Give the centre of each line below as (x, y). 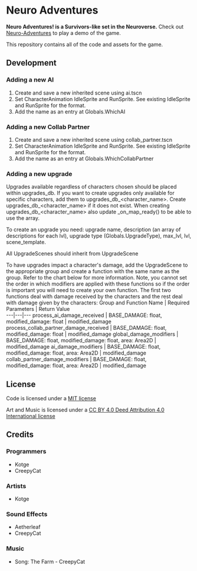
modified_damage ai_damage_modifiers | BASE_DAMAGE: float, (83, 347)
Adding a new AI (30, 80)
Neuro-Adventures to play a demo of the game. (63, 33)
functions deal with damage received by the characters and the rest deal (94, 297)
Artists (16, 486)
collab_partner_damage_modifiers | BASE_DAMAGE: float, (76, 359)
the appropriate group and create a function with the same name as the (93, 271)
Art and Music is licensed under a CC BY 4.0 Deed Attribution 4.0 (86, 410)
